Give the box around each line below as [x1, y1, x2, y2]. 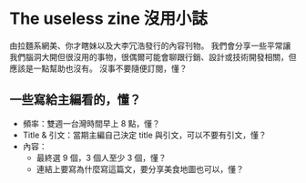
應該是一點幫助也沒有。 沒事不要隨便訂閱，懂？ [9, 63, 188, 74]
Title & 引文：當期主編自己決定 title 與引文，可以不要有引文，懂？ [22, 129, 267, 140]
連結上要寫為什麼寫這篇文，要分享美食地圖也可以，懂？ [36, 163, 244, 174]
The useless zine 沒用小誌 [9, 8, 208, 29]
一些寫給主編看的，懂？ [9, 92, 141, 107]
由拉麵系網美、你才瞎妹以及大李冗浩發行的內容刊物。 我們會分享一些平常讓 [9, 40, 291, 51]
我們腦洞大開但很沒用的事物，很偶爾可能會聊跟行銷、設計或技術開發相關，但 [9, 51, 297, 62]
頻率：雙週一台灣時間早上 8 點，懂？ [22, 117, 161, 128]
